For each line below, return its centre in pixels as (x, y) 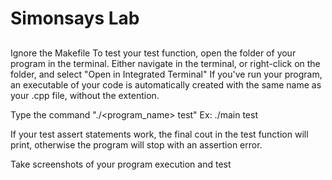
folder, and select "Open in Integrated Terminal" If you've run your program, (166, 74)
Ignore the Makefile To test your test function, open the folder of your (153, 53)
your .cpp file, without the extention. (85, 95)
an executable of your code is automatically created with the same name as (166, 84)
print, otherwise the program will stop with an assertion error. (136, 144)
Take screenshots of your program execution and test (121, 164)
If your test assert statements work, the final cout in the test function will (159, 134)
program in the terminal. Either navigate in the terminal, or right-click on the (165, 63)
